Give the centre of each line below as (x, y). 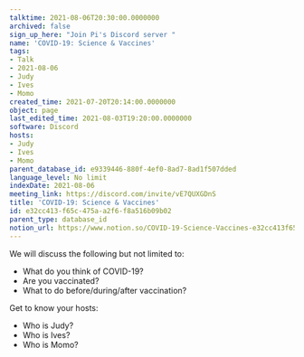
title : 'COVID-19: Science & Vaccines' (85, 203)
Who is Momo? (50, 344)
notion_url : (32, 228)
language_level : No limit (58, 177)
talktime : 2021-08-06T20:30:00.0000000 (85, 18)
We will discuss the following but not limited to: (97, 253)
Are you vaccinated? (61, 280)
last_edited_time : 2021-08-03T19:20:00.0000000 (101, 118)
